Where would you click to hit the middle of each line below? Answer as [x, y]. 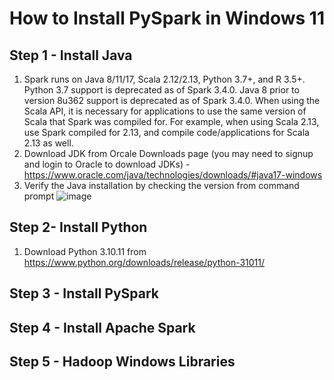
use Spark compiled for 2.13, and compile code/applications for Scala [166, 132]
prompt [39, 196]
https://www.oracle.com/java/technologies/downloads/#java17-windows [173, 175]
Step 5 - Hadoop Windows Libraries [122, 361]
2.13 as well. [48, 143]
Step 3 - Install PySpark [84, 293]
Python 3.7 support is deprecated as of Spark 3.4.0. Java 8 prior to [161, 90]
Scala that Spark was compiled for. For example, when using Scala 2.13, [171, 121]
